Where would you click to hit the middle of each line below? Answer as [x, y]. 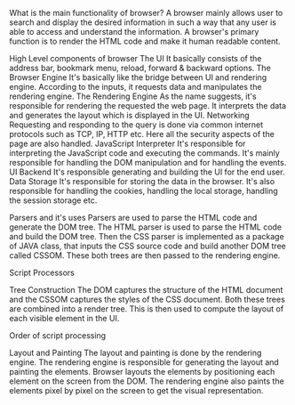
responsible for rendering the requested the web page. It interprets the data [148, 105]
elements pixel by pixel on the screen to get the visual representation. [136, 390]
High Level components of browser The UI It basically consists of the [136, 58]
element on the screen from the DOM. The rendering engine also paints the [147, 381]
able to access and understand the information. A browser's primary [134, 32]
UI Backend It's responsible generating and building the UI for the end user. [147, 172]
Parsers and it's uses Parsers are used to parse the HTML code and [133, 218]
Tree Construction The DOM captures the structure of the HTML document [146, 290]
